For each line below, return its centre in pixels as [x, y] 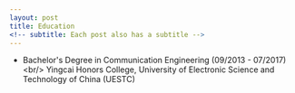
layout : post [34, 18]
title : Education [42, 26]
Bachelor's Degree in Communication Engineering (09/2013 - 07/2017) [154, 60]
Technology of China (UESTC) [79, 79]
